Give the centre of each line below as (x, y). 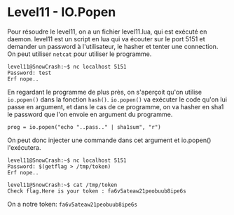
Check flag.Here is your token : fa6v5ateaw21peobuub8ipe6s (97, 191)
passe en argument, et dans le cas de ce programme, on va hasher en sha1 (116, 106)
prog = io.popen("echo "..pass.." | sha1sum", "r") (84, 127)
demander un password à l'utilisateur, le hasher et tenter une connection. (113, 46)
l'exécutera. (24, 147)
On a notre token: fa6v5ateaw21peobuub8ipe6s (73, 204)
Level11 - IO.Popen (62, 12)
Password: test (29, 73)
